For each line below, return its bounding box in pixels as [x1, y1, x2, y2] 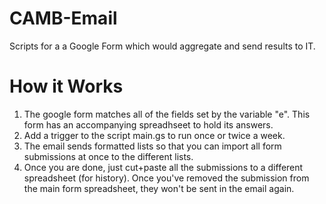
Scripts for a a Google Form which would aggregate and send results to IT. [9, 40, 316, 52]
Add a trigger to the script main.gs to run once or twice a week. [23, 129, 286, 141]
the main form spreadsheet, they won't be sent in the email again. [23, 182, 295, 194]
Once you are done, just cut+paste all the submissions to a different [23, 161, 304, 173]
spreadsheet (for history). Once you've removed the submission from [23, 172, 310, 184]
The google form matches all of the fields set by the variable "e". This [23, 108, 311, 120]
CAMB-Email [9, 7, 118, 30]
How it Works [9, 75, 124, 98]
